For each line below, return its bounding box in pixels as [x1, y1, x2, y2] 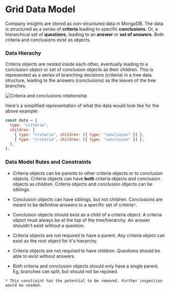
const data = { [5, 118, 38, 123]
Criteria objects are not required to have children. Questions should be [12, 248, 160, 254]
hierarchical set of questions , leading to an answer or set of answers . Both [5, 31, 164, 37]
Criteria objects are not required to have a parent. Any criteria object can [12, 232, 165, 238]
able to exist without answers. [12, 253, 75, 259]
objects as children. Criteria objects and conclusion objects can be [12, 181, 153, 187]
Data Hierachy [5, 50, 42, 57]
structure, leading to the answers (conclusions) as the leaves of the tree [5, 78, 156, 84]
